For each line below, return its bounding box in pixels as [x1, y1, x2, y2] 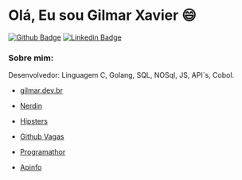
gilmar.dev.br [19, 86, 64, 95]
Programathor [19, 147, 66, 157]
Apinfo [19, 163, 42, 172]
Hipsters [19, 117, 48, 126]
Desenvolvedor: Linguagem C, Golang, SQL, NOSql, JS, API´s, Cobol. [8, 71, 235, 80]
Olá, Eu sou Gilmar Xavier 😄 [8, 6, 197, 25]
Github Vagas [19, 132, 64, 141]
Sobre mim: [8, 52, 54, 63]
